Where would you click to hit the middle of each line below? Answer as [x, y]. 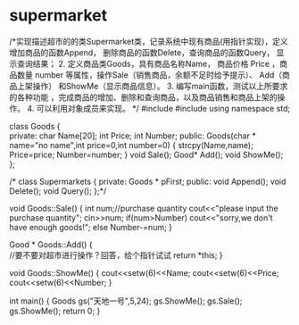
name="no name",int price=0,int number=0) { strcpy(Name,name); [132, 145]
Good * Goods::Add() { [51, 244]
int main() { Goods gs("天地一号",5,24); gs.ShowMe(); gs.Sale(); [126, 301]
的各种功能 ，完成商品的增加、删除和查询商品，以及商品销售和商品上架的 [143, 97]
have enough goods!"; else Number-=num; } [91, 227]
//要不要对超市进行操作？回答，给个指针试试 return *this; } [116, 254]
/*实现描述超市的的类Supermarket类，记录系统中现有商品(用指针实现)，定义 [149, 41]
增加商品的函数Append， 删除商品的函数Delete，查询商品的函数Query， [142, 52]
